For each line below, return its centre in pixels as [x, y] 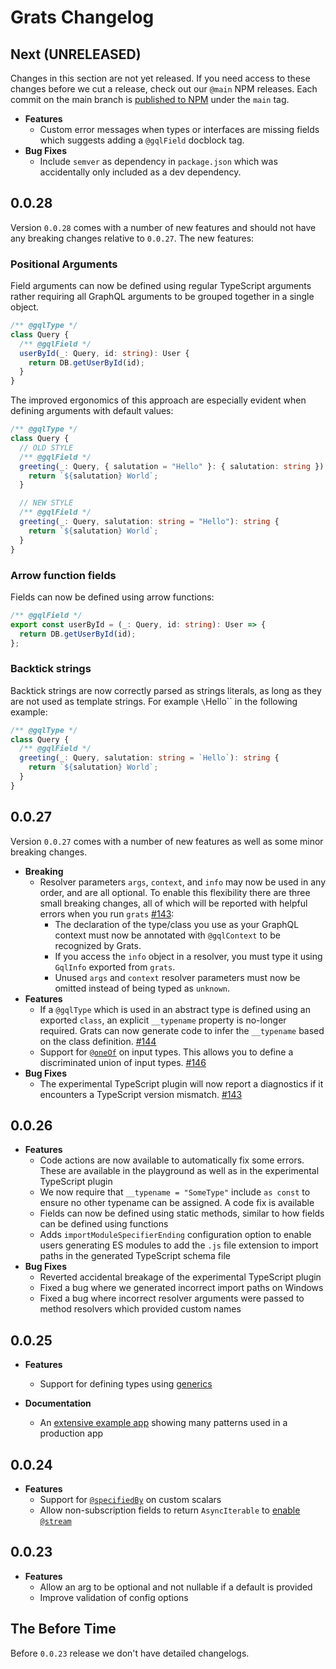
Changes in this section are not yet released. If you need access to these [160, 78]
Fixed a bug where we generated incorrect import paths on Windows [181, 1288]
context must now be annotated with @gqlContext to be [167, 935]
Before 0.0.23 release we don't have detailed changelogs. [130, 1653]
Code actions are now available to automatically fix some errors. [172, 1160]
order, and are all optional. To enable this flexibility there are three [175, 892]
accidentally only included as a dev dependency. [140, 172]
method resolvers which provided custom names [140, 1309]
